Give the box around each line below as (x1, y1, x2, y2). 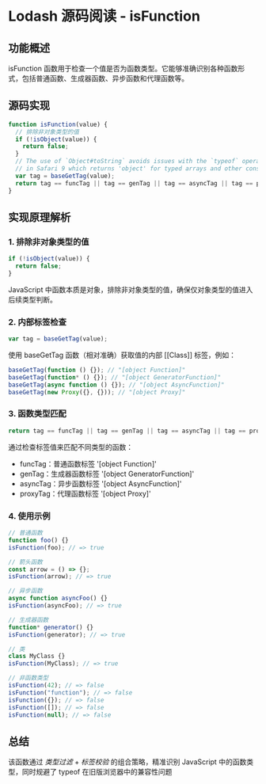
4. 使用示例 (8, 510, 51, 521)
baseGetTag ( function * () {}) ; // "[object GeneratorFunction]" (8, 373, 222, 381)
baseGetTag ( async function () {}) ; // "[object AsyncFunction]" (8, 381, 225, 389)
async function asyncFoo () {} (8, 595, 108, 603)
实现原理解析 (8, 211, 71, 224)
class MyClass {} (8, 653, 66, 660)
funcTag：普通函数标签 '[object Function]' (19, 459, 157, 468)
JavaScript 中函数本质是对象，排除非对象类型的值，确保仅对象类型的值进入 (8, 284, 253, 294)
